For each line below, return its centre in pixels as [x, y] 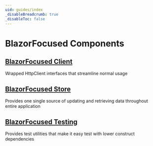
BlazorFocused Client [39, 62]
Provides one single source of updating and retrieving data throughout [76, 101]
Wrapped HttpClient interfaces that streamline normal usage [66, 73]
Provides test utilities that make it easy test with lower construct [70, 134]
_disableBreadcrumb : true [32, 14]
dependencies [20, 139]
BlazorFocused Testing [41, 122]
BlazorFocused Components [65, 43]
